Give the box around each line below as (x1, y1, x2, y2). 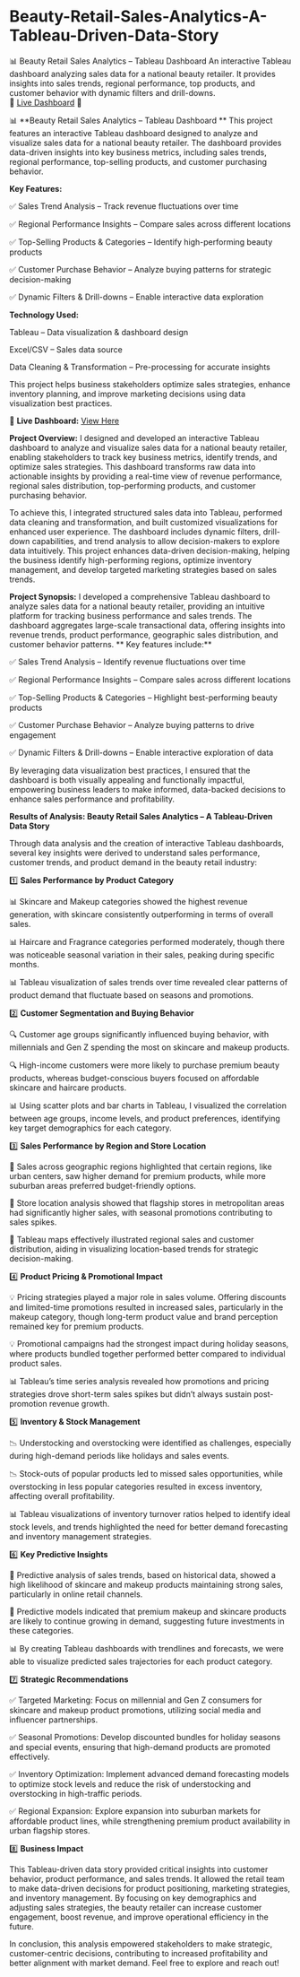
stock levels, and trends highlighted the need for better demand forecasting (9, 1522, 288, 1532)
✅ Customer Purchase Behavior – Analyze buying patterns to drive (9, 719, 255, 730)
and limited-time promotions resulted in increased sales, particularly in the (9, 1302, 284, 1313)
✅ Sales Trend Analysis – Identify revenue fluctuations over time (9, 656, 246, 667)
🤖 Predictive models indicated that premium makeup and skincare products (9, 1606, 287, 1617)
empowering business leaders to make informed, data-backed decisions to (9, 784, 287, 794)
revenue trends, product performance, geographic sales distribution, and (9, 629, 279, 640)
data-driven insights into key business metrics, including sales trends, (9, 146, 267, 158)
